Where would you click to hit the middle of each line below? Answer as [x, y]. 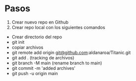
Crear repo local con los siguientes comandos [58, 27]
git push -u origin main [35, 73]
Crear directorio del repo [37, 37]
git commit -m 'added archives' [44, 68]
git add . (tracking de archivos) [43, 57]
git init [18, 42]
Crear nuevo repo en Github [40, 22]
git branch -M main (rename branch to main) [57, 63]
